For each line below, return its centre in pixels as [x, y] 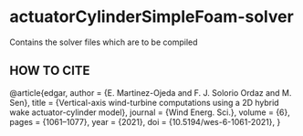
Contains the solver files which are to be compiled [104, 42]
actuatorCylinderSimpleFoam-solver [151, 17]
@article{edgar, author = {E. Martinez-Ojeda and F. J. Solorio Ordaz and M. [151, 92]
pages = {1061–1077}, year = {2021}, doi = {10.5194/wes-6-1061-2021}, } [145, 121]
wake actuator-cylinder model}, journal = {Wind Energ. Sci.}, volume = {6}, [150, 112]
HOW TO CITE [50, 71]
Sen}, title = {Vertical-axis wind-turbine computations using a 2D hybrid [145, 102]
